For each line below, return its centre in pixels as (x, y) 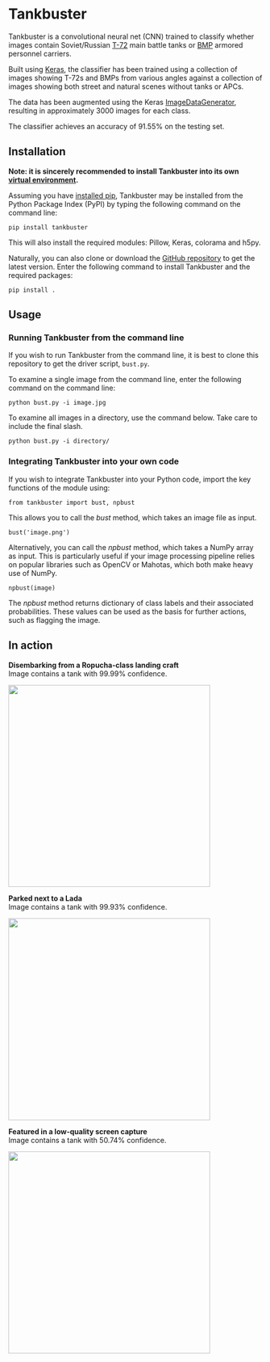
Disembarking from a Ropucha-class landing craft (93, 665)
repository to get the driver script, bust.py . (79, 364)
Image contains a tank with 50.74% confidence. (87, 1140)
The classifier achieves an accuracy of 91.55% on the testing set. (116, 126)
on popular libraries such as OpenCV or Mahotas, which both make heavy (131, 564)
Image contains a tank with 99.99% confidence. (88, 673)
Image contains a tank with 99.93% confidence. (88, 906)
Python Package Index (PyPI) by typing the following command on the (125, 204)
